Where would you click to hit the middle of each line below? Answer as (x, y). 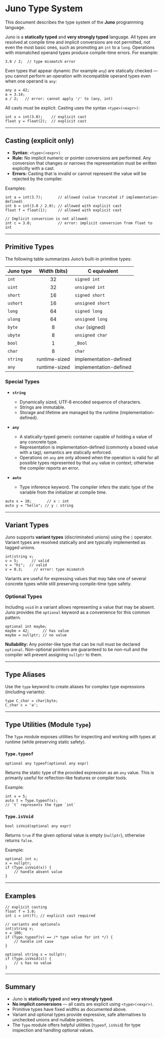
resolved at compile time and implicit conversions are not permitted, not (78, 42)
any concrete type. (39, 442)
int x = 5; (16, 796)
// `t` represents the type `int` (41, 805)
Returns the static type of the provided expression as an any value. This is (80, 772)
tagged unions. (20, 547)
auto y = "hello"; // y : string (39, 505)
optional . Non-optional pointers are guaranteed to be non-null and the (76, 649)
